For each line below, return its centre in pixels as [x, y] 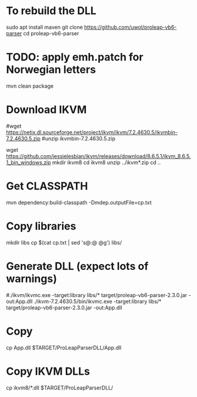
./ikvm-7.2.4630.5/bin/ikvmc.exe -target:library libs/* [98, 301]
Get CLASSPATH [47, 186]
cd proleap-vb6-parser [51, 33]
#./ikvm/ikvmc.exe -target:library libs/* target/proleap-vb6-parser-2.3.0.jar [97, 295]
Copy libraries [41, 226]
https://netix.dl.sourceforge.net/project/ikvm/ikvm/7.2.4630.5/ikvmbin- [92, 132]
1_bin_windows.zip [29, 162]
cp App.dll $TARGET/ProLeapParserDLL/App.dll [64, 348]
